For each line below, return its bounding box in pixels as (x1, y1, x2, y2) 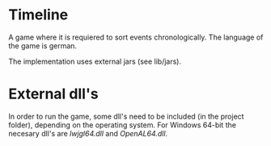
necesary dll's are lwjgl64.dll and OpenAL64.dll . (8, 128, 168, 138)
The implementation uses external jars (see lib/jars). (8, 56, 182, 66)
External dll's (8, 85, 99, 103)
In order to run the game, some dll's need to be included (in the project (8, 111, 244, 121)
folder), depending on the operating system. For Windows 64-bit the (8, 119, 237, 130)
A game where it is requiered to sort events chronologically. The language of (8, 32, 264, 42)
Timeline (8, 6, 69, 24)
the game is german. (8, 40, 78, 50)
